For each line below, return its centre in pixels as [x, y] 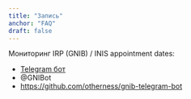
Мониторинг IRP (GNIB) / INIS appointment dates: [92, 54]
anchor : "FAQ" [32, 23]
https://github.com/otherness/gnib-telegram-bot [101, 86]
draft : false [30, 31]
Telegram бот [43, 69]
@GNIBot [36, 78]
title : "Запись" [36, 16]
